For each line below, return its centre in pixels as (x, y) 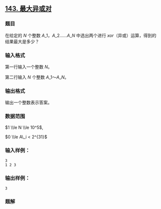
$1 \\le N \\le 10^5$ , (24, 127)
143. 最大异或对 (28, 9)
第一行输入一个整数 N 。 (29, 67)
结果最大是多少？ (22, 41)
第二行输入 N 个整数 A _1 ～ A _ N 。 (37, 77)
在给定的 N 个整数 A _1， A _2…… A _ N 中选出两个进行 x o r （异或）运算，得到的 (81, 35)
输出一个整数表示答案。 (28, 103)
